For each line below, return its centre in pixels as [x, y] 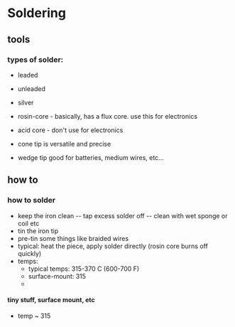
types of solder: [35, 60]
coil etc [28, 223]
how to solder [31, 200]
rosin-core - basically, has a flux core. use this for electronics [107, 116]
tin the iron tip [38, 231]
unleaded [32, 89]
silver [26, 102]
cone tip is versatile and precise [64, 144]
